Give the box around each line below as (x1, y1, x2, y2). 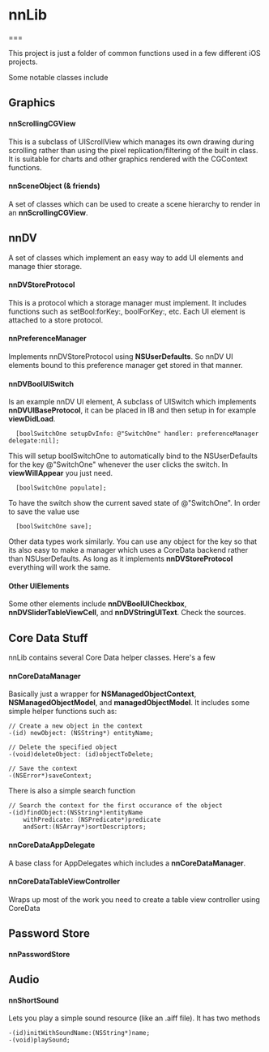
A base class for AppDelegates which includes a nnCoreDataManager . (8, 857, 246, 868)
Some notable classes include (8, 72, 109, 82)
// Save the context (8, 764, 79, 773)
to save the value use (8, 507, 79, 516)
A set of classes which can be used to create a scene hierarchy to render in (8, 199, 261, 208)
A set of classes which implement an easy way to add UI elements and (8, 253, 245, 263)
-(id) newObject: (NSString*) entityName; (8, 729, 154, 738)
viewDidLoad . (8, 414, 56, 424)
